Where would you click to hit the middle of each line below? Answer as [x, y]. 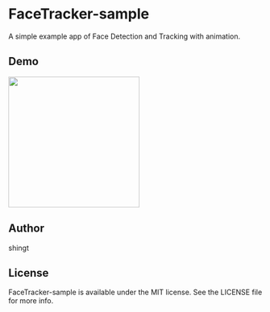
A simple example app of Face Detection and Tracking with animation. [125, 36]
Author [26, 229]
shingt [19, 248]
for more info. [31, 301]
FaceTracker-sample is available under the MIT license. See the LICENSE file [135, 292]
